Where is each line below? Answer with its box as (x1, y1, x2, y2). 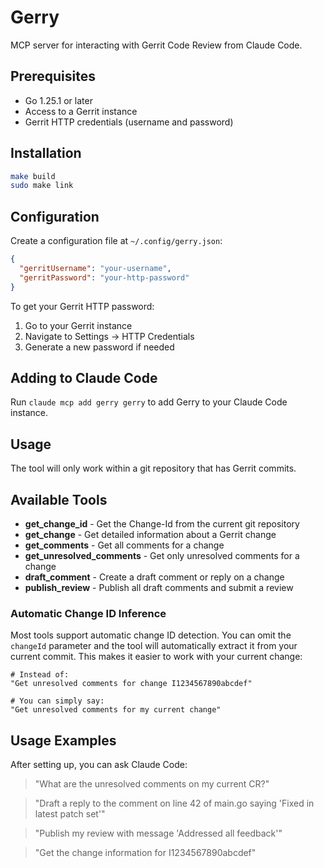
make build (10, 171, 56, 181)
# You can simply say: (10, 696, 105, 706)
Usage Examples (10, 732, 117, 749)
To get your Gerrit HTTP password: (10, 300, 155, 312)
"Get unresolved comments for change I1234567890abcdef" (10, 679, 253, 689)
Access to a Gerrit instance (24, 105, 138, 117)
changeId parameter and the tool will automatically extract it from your (10, 640, 298, 652)
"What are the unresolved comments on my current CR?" (34, 778, 270, 790)
